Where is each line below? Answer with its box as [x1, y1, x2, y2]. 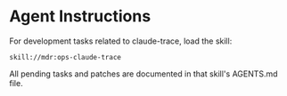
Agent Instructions [9, 6, 152, 27]
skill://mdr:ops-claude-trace [9, 52, 122, 61]
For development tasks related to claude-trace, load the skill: [9, 36, 233, 46]
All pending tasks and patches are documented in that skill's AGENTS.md [9, 68, 278, 79]
